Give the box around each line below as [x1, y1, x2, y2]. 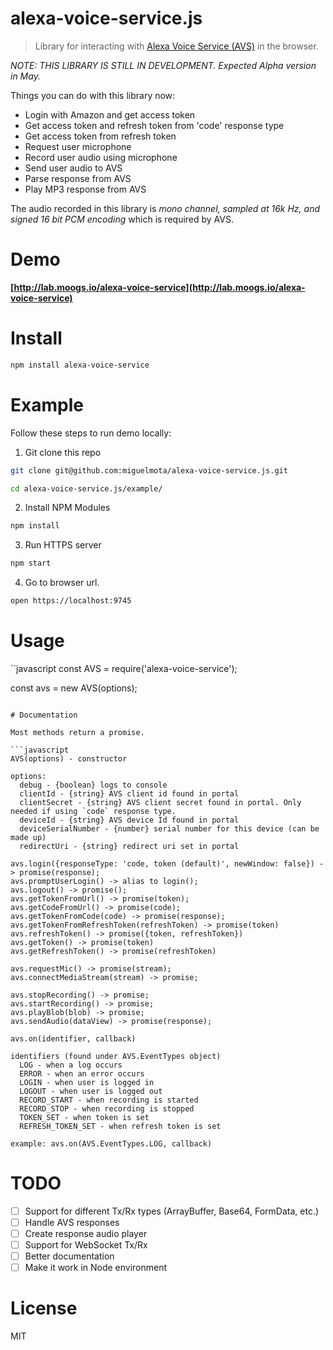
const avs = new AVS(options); [10, 682, 138, 694]
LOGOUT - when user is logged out [19, 1086, 163, 1096]
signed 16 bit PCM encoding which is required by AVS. [10, 213, 234, 225]
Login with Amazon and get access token [24, 108, 196, 121]
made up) [10, 832, 47, 842]
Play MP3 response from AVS [24, 183, 147, 195]
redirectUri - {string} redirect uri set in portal [19, 841, 240, 851]
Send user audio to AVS [24, 162, 123, 174]
